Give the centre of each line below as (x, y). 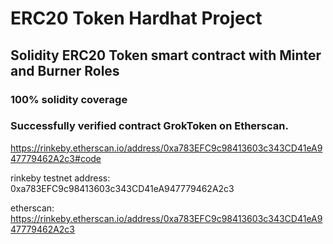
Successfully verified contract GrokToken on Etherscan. (149, 126)
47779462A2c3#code (56, 158)
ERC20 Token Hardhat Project (136, 18)
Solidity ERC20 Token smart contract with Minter (166, 55)
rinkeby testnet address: (60, 178)
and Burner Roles (65, 70)
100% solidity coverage (69, 99)
